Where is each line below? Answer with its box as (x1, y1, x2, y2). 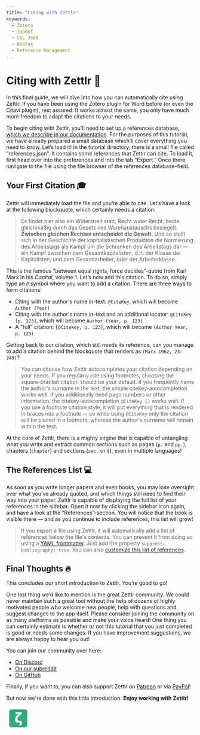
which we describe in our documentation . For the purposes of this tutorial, (6, 130, 189, 138)
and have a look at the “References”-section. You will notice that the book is (6, 509, 193, 517)
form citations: (6, 286, 42, 293)
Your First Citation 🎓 (6, 181, 87, 191)
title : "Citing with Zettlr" (6, 10, 79, 16)
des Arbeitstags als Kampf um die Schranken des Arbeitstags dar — (20, 243, 189, 250)
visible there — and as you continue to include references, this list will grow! (6, 516, 193, 523)
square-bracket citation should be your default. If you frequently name (20, 378, 195, 385)
